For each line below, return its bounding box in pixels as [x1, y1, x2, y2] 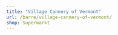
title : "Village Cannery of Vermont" [6, 8, 102, 15]
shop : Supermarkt [6, 20, 50, 26]
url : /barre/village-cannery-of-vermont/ [6, 14, 113, 20]
